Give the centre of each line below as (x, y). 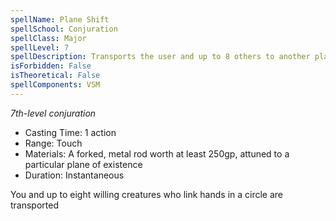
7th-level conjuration (53, 113)
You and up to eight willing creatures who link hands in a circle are (147, 194)
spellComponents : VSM (55, 85)
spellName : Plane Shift (60, 19)
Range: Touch (53, 143)
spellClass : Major (48, 38)
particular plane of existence (83, 164)
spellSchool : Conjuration (64, 29)
